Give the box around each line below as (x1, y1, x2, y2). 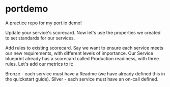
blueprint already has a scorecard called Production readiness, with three (5, 55, 159, 61)
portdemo (5, 3, 48, 15)
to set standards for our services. (5, 35, 75, 41)
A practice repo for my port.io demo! (5, 20, 82, 26)
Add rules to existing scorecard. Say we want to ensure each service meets (5, 45, 164, 51)
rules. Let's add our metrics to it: (5, 61, 74, 67)
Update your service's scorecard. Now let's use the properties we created (5, 29, 161, 35)
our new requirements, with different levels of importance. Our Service (5, 50, 154, 56)
